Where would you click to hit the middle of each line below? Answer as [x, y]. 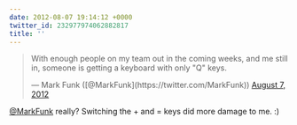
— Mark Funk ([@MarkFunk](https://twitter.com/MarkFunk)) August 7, [158, 85]
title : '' [27, 33]
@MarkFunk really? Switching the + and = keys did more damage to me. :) [145, 112]
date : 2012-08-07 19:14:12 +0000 [71, 17]
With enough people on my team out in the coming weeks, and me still [159, 59]
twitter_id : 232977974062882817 [69, 26]
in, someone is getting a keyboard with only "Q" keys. [129, 68]
